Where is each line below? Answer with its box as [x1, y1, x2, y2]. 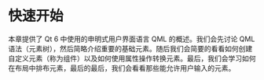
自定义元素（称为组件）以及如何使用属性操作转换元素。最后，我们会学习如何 [8, 54, 256, 63]
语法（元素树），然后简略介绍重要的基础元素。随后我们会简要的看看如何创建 [8, 43, 253, 53]
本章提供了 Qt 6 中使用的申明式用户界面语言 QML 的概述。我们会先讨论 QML [8, 34, 255, 43]
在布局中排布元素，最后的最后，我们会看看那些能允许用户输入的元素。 [8, 63, 236, 72]
